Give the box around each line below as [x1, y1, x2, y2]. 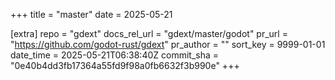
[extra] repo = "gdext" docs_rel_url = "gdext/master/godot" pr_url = [10, 28, 288, 39]
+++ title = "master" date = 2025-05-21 [10, 9, 173, 20]
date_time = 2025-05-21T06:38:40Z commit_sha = [10, 49, 220, 61]
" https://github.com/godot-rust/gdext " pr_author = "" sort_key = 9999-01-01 [10, 39, 326, 50]
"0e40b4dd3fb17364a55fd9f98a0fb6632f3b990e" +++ [10, 60, 240, 71]
